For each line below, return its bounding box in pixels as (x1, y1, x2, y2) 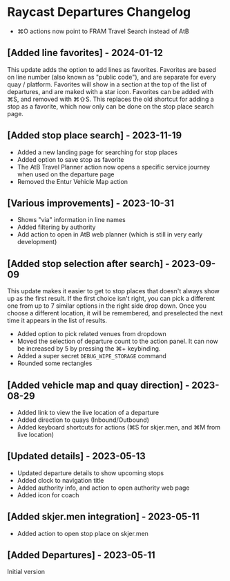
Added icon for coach (17, 490, 79, 499)
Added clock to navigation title (17, 476, 104, 484)
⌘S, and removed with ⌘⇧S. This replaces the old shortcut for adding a (7, 95, 214, 103)
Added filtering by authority (17, 223, 96, 232)
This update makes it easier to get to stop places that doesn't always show (7, 287, 220, 295)
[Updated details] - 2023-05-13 (7, 450, 146, 462)
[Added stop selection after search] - (7, 257, 170, 270)
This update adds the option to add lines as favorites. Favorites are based (7, 65, 216, 73)
